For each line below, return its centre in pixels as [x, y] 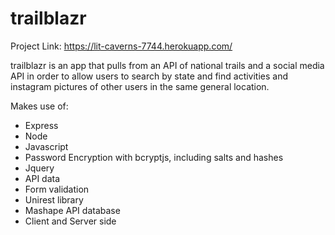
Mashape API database [72, 210]
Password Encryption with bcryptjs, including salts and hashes [154, 157]
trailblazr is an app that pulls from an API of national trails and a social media [167, 65]
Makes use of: [39, 106]
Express [41, 125]
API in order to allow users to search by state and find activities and [149, 76]
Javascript [46, 146]
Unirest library [54, 199]
